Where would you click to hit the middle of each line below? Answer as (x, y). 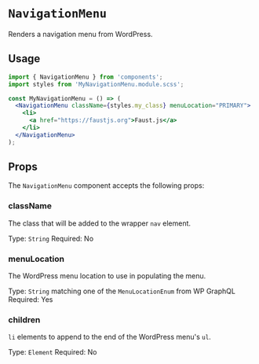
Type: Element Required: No (53, 352)
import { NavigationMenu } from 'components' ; (86, 77)
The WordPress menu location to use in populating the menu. (107, 276)
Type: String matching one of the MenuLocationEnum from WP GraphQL (122, 291)
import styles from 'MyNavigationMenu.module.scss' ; (96, 84)
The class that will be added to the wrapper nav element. (99, 223)
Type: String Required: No (51, 238)
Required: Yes (31, 300)
